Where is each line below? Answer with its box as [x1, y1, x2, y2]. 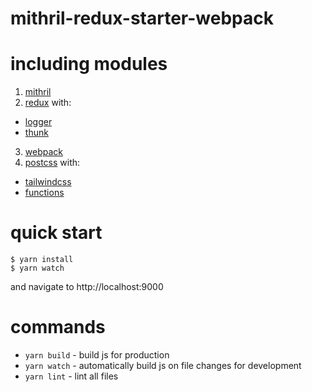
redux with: [24, 97, 72, 109]
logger [24, 116, 53, 128]
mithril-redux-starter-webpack [10, 7, 274, 30]
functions [24, 187, 65, 199]
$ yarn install [10, 255, 74, 265]
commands [10, 316, 106, 339]
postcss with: [24, 157, 81, 169]
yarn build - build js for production [24, 349, 170, 361]
